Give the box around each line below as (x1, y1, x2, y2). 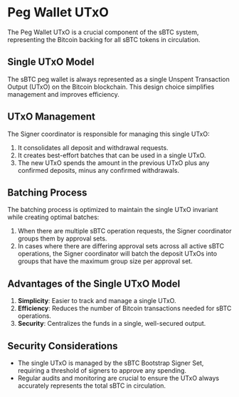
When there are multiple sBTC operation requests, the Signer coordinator (17, 227, 232, 235)
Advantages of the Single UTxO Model (7, 277, 181, 290)
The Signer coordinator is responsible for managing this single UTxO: (7, 129, 210, 138)
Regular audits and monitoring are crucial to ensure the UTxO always (17, 374, 219, 382)
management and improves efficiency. (7, 90, 119, 98)
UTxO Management (7, 111, 96, 123)
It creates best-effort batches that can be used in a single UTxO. (17, 151, 206, 159)
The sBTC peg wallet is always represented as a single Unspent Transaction (7, 75, 230, 83)
